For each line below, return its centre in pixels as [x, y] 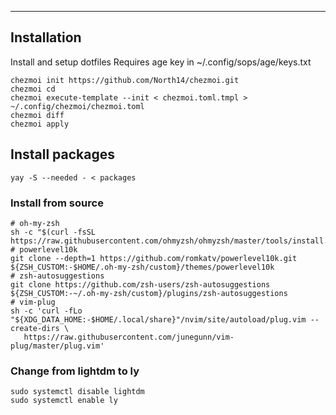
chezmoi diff [37, 115]
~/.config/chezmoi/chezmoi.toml [77, 106]
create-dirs [35, 328]
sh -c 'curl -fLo [46, 311]
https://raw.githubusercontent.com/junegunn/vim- [129, 337]
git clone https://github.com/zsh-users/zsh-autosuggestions [140, 284]
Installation [46, 37]
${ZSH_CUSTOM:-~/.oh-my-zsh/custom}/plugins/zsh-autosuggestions [149, 293]
